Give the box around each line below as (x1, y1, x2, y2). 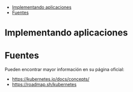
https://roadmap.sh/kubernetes (11, 81, 77, 87)
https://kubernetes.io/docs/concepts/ (11, 76, 89, 82)
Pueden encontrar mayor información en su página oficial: (4, 66, 124, 72)
